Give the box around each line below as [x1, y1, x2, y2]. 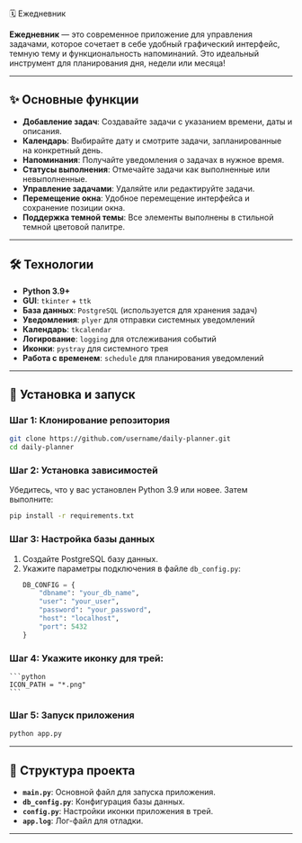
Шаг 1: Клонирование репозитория [9, 413, 171, 426]
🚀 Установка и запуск [9, 387, 136, 403]
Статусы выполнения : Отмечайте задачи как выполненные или [22, 164, 271, 175]
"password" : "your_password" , [39, 605, 152, 615]
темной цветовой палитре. [22, 221, 126, 232]
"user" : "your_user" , [39, 597, 120, 606]
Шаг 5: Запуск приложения [9, 709, 135, 721]
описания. [22, 125, 63, 136]
